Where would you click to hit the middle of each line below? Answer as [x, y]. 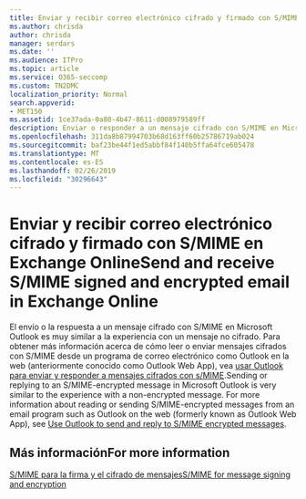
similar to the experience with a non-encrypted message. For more [135, 395]
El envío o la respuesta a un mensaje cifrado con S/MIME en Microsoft [141, 327]
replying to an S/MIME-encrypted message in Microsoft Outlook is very [143, 385]
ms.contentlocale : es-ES [56, 162]
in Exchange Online [84, 301]
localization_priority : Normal [69, 94]
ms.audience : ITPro [46, 60]
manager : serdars [42, 43]
